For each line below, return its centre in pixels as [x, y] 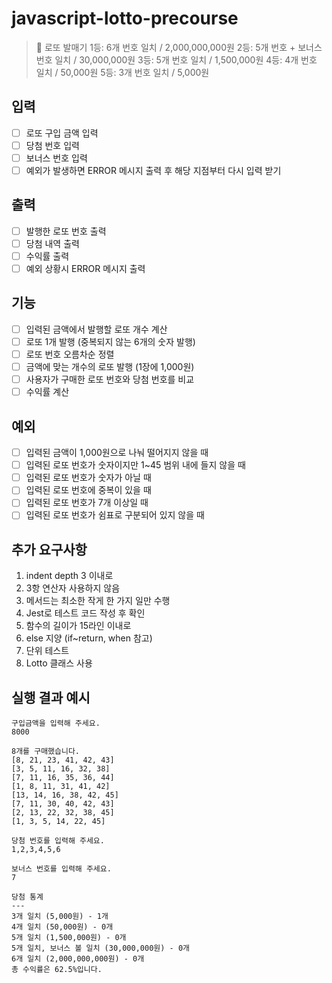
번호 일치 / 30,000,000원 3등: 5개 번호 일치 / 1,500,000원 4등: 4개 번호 [176, 59]
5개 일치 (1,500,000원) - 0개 [69, 938]
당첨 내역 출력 [52, 243]
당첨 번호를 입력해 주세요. [58, 841]
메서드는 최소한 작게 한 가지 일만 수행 [98, 601]
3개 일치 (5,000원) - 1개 [60, 917]
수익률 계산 [47, 392]
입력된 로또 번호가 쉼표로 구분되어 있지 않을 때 [115, 515]
